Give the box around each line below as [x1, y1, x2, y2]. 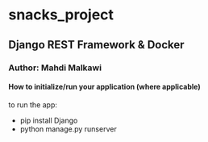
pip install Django [19, 115, 78, 125]
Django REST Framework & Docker [8, 38, 185, 52]
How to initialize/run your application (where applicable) [8, 82, 201, 92]
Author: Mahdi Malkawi [8, 62, 102, 73]
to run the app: [8, 99, 58, 110]
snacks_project [8, 6, 114, 24]
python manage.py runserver [19, 123, 117, 134]
